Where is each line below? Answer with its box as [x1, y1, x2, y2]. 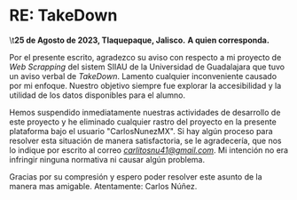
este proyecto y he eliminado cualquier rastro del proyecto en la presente [9, 116, 277, 127]
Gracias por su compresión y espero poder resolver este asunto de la [9, 171, 263, 182]
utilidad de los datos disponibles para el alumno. [9, 90, 186, 100]
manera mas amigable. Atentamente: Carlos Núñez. [9, 180, 198, 191]
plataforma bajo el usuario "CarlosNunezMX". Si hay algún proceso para [9, 125, 273, 136]
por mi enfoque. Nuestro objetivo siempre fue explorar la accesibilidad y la [9, 80, 282, 91]
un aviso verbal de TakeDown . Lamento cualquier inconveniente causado [9, 70, 277, 81]
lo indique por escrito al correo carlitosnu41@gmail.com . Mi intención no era [9, 144, 289, 156]
